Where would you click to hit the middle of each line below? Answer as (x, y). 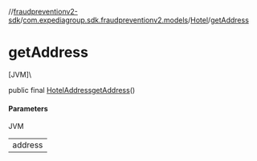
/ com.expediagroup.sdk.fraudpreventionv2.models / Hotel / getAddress (134, 20)
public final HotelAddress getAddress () (72, 90)
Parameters (28, 108)
